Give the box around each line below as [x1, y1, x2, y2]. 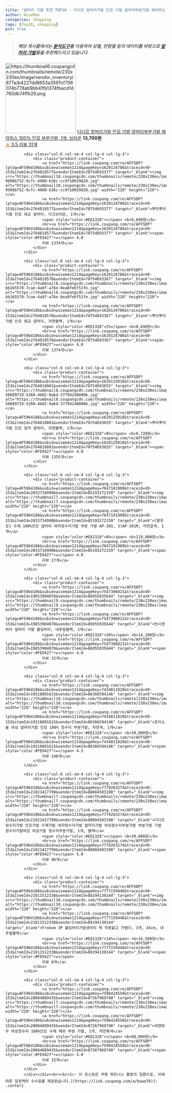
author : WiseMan [5, 12, 40, 17]
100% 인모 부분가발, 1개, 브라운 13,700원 [18, 135, 102, 141]
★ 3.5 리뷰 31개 [5, 141, 37, 148]
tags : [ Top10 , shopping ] [5, 22, 58, 27]
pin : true [5, 27, 27, 32]
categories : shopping [5, 17, 52, 22]
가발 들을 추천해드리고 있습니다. [27, 49, 89, 55]
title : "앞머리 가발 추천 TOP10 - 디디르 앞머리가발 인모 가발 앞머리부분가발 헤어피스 [5, 7, 166, 13]
